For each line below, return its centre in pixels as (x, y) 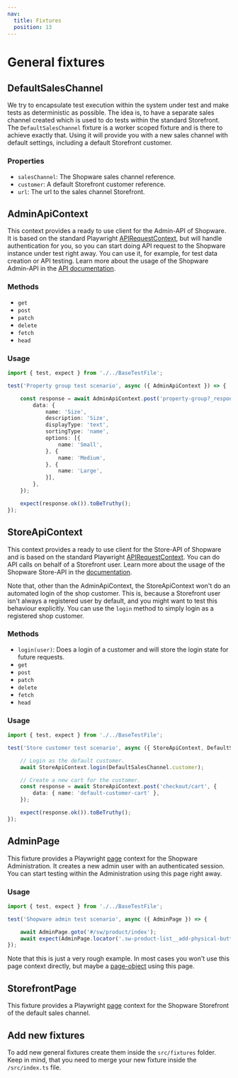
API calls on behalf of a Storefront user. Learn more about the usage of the (116, 564)
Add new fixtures (46, 1035)
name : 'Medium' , (82, 458)
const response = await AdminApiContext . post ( (90, 398)
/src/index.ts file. (34, 1067)
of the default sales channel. (49, 1013)
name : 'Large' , (80, 471)
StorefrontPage (42, 988)
